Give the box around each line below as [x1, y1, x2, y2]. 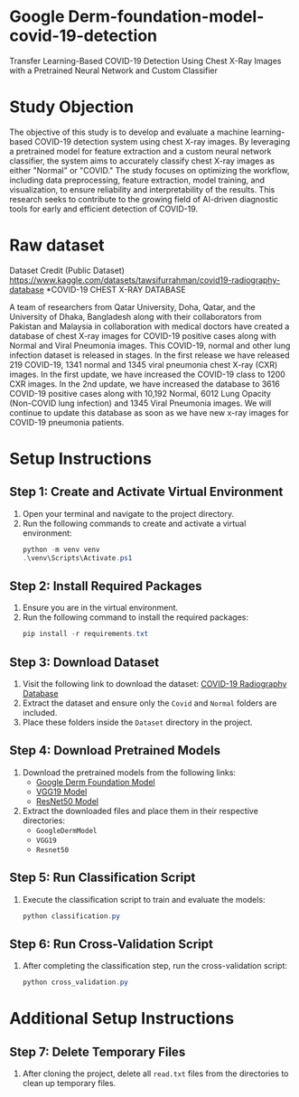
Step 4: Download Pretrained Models [9, 743, 221, 758]
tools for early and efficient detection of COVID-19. [9, 203, 199, 214]
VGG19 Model [35, 786, 88, 797]
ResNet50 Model [35, 795, 99, 806]
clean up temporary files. [22, 1078, 117, 1089]
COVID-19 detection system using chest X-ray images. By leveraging [34, 136, 291, 146]
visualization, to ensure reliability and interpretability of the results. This [9, 183, 276, 195]
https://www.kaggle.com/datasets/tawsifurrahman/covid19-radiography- [9, 274, 281, 286]
